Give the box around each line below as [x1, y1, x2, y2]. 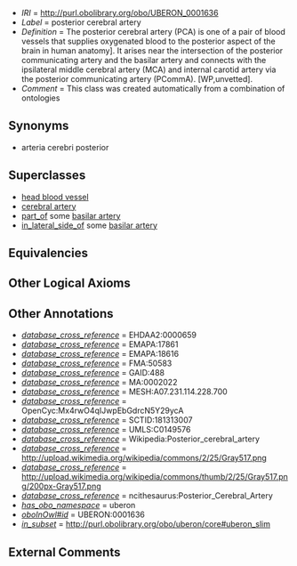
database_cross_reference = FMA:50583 [20, 358, 173, 368]
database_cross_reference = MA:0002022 [20, 377, 178, 388]
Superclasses [8, 168, 86, 183]
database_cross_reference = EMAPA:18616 [20, 349, 180, 360]
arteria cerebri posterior [20, 141, 109, 152]
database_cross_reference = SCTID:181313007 [20, 415, 193, 425]
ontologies [20, 93, 60, 103]
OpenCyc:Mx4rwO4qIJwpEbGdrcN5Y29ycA [20, 405, 184, 416]
